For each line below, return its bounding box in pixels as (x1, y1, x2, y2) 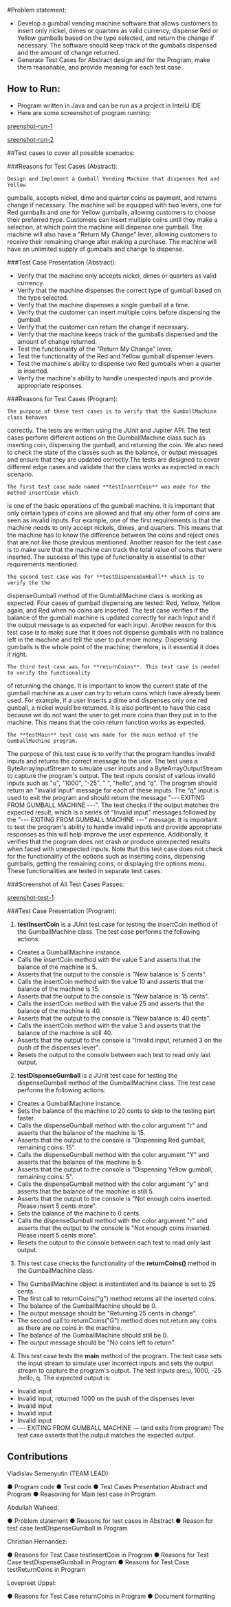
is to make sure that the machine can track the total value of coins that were (7, 545, 222, 553)
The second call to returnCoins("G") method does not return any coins (16, 1316, 217, 1324)
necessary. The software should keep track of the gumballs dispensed (16, 41, 217, 49)
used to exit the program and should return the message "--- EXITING (7, 793, 206, 801)
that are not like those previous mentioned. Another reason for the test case (7, 538, 222, 546)
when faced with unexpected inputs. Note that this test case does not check (7, 844, 223, 853)
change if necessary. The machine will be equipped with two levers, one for (7, 201, 222, 209)
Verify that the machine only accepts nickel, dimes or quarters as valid (16, 272, 217, 280)
